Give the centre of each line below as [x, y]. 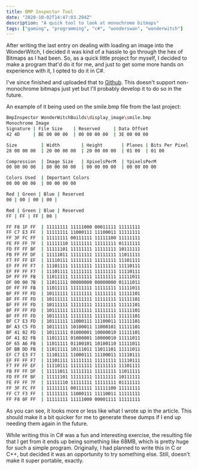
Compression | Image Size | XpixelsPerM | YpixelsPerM [81, 161]
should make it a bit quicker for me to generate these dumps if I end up [94, 417]
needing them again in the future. [47, 423]
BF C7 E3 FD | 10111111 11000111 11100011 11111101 [73, 321]
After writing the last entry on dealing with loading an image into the [90, 45]
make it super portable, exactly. [45, 460]
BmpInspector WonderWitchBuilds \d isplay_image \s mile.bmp [79, 118]
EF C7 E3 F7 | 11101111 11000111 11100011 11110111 [73, 355]
